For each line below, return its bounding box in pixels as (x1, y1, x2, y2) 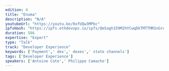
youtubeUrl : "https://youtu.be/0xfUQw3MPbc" (5, 21, 100, 26)
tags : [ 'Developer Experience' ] (5, 53, 73, 59)
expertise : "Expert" (5, 35, 49, 40)
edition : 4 (5, 7, 28, 12)
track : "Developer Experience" (5, 44, 71, 49)
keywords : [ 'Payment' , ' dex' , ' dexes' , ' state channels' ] (5, 49, 129, 54)
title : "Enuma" (5, 12, 37, 17)
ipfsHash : (5, 26, 26, 31)
